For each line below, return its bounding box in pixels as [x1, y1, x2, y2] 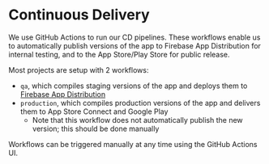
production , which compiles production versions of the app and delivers [19, 98, 261, 107]
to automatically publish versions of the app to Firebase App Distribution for [8, 40, 262, 50]
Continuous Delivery [8, 6, 150, 24]
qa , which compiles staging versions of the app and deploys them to [19, 81, 248, 90]
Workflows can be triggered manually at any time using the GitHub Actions [8, 139, 258, 149]
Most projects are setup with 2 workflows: [8, 65, 149, 74]
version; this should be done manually [32, 124, 160, 133]
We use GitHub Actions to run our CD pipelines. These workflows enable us [8, 32, 261, 42]
